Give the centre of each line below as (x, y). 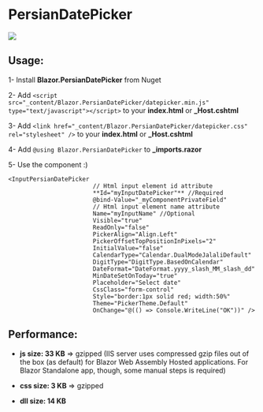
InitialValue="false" (128, 248)
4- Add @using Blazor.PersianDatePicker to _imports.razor (105, 149)
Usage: (26, 61)
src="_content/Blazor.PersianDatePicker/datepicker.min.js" (109, 103)
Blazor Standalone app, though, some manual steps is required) (122, 370)
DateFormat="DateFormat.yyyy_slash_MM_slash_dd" (174, 269)
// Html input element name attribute (156, 207)
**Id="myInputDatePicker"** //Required (158, 193)
